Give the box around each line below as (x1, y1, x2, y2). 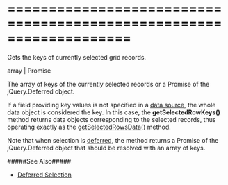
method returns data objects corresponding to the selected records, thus (7, 115, 217, 123)
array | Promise (7, 67, 51, 75)
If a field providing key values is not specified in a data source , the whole (7, 100, 216, 109)
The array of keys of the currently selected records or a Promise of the (7, 80, 210, 88)
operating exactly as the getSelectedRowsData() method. (7, 123, 172, 131)
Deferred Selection (17, 170, 72, 179)
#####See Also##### (7, 157, 72, 165)
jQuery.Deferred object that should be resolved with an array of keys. (7, 143, 206, 152)
